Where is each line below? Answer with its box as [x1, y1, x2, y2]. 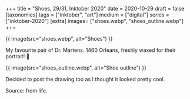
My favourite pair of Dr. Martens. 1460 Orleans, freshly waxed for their [5, 47, 176, 54]
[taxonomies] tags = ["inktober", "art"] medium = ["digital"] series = [5, 11, 170, 18]
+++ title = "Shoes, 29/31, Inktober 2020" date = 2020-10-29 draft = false [5, 5, 185, 12]
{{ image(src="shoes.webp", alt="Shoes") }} [5, 35, 113, 42]
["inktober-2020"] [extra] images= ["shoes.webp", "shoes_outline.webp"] [5, 18, 184, 24]
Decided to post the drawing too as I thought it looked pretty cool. [5, 76, 165, 82]
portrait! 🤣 [5, 53, 30, 60]
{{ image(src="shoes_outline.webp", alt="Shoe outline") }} [5, 64, 146, 71]
